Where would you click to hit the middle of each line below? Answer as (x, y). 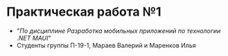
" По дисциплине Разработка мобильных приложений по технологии (119, 31)
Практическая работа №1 (84, 12)
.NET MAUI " (34, 38)
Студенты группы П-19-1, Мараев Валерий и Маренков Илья (106, 45)
